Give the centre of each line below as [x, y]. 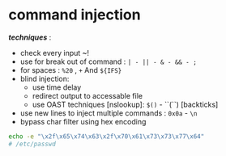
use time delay [57, 87]
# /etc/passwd [32, 144]
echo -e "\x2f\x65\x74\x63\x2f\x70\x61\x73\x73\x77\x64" [107, 136]
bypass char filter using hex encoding [83, 121]
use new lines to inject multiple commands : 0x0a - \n [109, 113]
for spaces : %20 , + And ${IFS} [71, 70]
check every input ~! [55, 53]
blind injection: [45, 78]
